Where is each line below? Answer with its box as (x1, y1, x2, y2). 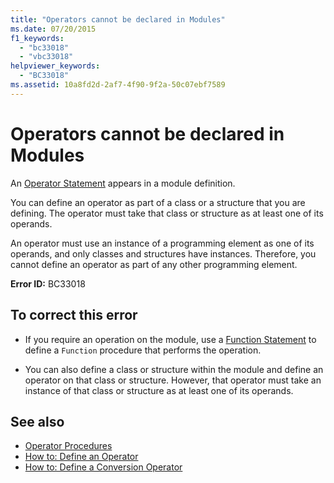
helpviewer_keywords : (10, 61, 101, 71)
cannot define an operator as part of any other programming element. (10, 258, 298, 270)
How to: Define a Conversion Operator (24, 461, 183, 473)
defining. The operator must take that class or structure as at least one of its (10, 207, 324, 219)
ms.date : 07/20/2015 (10, 24, 97, 34)
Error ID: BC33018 (10, 277, 86, 290)
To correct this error (10, 307, 138, 324)
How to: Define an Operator (24, 451, 139, 463)
